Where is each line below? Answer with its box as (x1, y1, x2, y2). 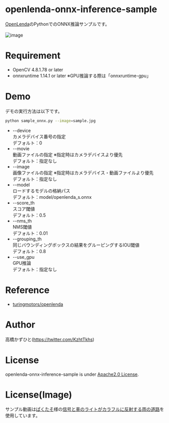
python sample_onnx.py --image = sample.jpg (5, 118, 96, 123)
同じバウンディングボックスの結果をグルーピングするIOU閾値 (12, 242, 140, 248)
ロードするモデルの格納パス (12, 188, 71, 194)
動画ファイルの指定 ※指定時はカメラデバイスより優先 (12, 151, 123, 158)
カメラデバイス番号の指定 (12, 133, 66, 139)
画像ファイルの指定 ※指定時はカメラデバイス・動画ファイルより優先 (12, 169, 154, 175)
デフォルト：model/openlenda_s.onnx (12, 194, 92, 200)
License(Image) (5, 389, 72, 400)
